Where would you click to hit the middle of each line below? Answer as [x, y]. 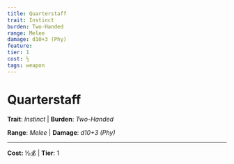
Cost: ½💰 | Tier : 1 [33, 153]
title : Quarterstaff [37, 14]
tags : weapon [26, 65]
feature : [20, 46]
